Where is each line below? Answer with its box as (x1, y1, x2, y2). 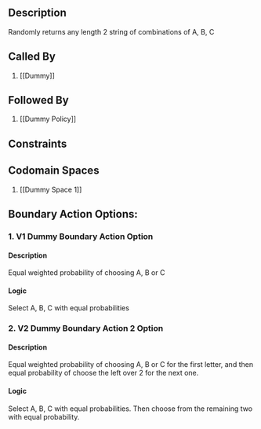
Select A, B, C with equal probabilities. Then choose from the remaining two (8, 404, 253, 413)
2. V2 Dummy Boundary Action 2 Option (8, 323, 164, 334)
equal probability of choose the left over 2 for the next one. (8, 368, 199, 378)
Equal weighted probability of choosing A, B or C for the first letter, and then (8, 360, 253, 369)
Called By (8, 50, 56, 64)
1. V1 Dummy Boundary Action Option (8, 231, 154, 242)
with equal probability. (8, 412, 80, 421)
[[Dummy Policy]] (19, 114, 77, 124)
